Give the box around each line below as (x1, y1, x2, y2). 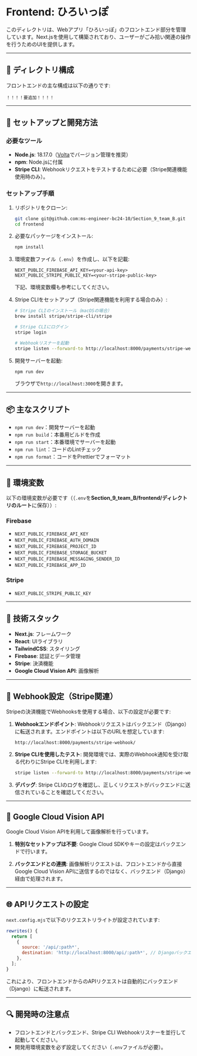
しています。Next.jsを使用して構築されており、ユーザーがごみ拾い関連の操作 (6, 33, 191, 40)
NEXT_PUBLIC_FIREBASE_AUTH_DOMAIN (14, 537, 99, 543)
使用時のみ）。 (14, 173, 49, 180)
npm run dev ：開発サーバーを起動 (14, 424, 96, 431)
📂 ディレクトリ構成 (6, 65, 74, 75)
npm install (14, 244, 44, 250)
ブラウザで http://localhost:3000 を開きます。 (14, 380, 126, 387)
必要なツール (6, 137, 43, 145)
